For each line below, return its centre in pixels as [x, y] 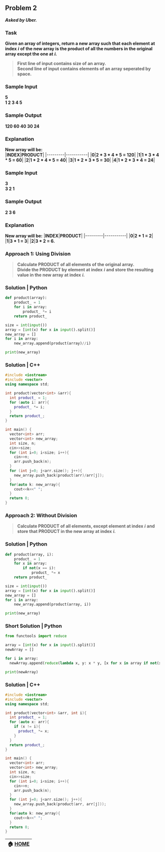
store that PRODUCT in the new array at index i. [67, 531]
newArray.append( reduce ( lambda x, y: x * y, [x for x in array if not [83, 663]
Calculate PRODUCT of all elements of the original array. [76, 264]
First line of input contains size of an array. [62, 64]
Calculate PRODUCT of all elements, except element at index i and [86, 526]
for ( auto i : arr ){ [29, 402]
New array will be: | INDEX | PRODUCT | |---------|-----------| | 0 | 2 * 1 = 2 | [79, 235]
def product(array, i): [29, 554]
